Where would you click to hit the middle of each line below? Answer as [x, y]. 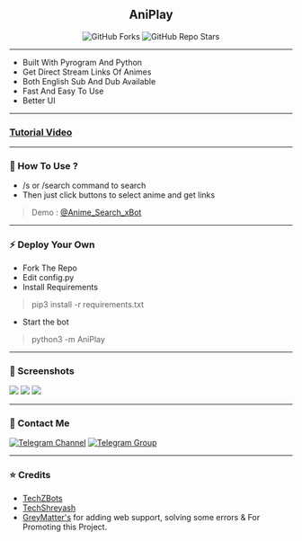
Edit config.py [48, 277]
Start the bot [45, 322]
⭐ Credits [30, 475]
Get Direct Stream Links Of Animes [87, 72]
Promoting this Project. [65, 527]
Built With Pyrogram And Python [82, 62]
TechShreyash [49, 508]
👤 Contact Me [40, 423]
